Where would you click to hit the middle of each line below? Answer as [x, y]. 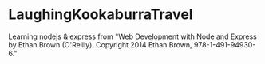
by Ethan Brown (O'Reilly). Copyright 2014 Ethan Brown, [101, 44]
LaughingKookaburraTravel [101, 15]
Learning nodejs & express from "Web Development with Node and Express [132, 36]
